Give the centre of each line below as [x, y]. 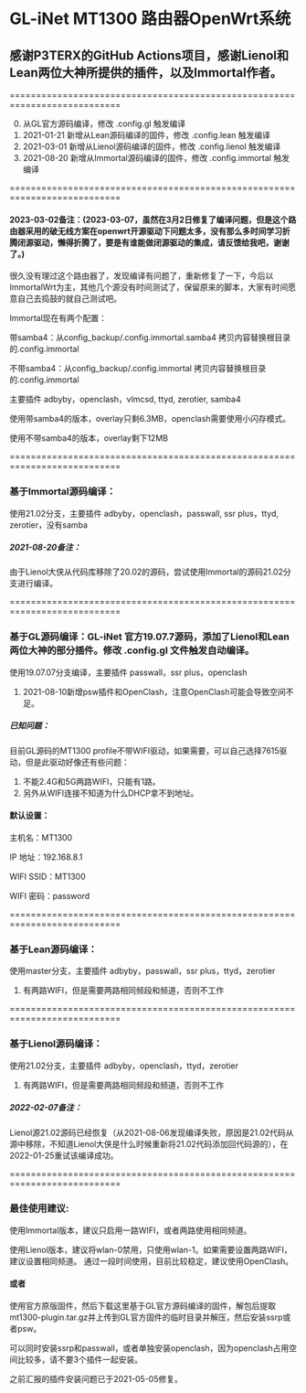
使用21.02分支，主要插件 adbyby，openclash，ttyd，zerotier [124, 1066]
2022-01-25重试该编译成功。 [64, 1155]
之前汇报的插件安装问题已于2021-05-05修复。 [96, 1379]
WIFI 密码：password [50, 895]
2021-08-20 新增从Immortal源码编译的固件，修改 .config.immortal [147, 158]
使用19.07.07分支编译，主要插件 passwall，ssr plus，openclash [128, 672]
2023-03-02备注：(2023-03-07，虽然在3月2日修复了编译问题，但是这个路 [153, 220]
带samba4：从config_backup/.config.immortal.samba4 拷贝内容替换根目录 [150, 338]
